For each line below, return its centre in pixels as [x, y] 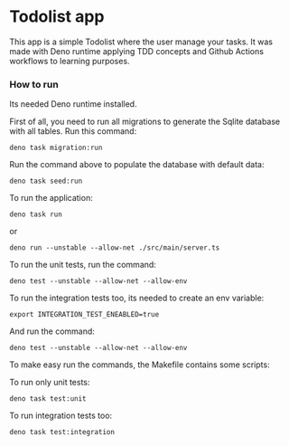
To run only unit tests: [50, 383]
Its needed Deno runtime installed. [73, 104]
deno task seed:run [46, 181]
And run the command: [52, 331]
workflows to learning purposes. [70, 61]
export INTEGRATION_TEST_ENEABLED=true [84, 315]
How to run [34, 84]
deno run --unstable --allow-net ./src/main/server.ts [115, 248]
